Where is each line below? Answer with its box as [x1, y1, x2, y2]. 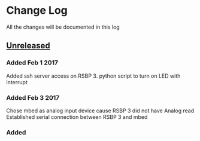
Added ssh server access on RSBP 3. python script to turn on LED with [6, 72, 181, 79]
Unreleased [6, 41, 51, 51]
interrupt [6, 78, 28, 85]
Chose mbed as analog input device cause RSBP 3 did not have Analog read [6, 107, 195, 114]
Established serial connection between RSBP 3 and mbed [6, 113, 148, 120]
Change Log [6, 4, 68, 17]
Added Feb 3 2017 [6, 93, 60, 102]
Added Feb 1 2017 [6, 59, 59, 67]
